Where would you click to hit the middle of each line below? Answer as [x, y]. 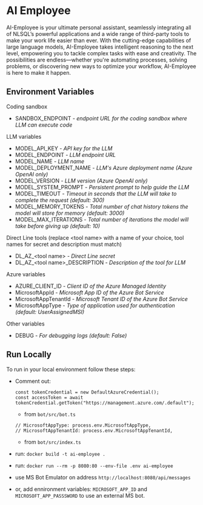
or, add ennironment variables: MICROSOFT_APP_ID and [81, 489]
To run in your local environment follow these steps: [71, 369]
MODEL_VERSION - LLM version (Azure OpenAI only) [81, 181]
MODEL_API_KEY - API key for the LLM [64, 148]
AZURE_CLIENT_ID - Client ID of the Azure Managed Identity [91, 286]
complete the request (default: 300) [60, 200]
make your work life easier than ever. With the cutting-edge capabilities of [99, 40]
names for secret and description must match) [64, 244]
